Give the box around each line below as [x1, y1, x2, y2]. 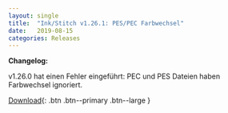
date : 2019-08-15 [8, 26, 74, 34]
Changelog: [8, 56, 49, 66]
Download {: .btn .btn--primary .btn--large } [8, 95, 151, 105]
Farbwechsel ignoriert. [8, 80, 82, 90]
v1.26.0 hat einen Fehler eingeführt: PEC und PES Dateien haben [8, 71, 221, 81]
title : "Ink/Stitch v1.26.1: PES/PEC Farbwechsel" [8, 19, 184, 27]
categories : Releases [8, 34, 81, 42]
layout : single [8, 11, 59, 20]
